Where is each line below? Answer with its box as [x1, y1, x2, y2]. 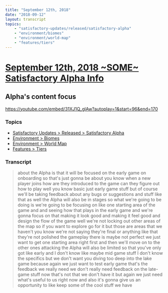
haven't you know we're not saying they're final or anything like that [17, 229, 158, 235]
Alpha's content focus [5, 93, 76, 101]
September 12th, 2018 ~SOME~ [5, 61, 139, 73]
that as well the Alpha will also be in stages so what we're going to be [17, 197, 162, 203]
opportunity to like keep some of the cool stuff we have [17, 282, 132, 288]
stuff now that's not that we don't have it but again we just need [30, 271, 162, 277]
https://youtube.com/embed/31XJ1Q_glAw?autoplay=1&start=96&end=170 [5, 106, 158, 112]
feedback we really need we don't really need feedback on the [17, 266, 147, 272]
